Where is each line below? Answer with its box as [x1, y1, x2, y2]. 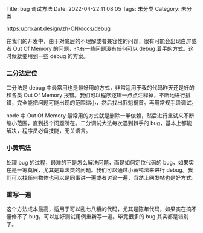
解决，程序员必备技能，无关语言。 [6, 127, 91, 134]
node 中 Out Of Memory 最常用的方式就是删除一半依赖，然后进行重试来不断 [6, 112, 195, 119]
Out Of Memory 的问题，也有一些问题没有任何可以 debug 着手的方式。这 [13, 45, 195, 52]
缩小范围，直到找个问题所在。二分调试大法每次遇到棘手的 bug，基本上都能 [6, 120, 192, 127]
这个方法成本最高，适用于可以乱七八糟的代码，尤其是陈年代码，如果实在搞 [6, 205, 192, 212]
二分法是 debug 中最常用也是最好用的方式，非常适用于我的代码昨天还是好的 [6, 84, 195, 91]
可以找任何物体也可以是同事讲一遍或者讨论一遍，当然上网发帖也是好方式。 [11, 174, 197, 181]
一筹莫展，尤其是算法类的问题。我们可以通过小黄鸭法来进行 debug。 [16, 166, 188, 174]
